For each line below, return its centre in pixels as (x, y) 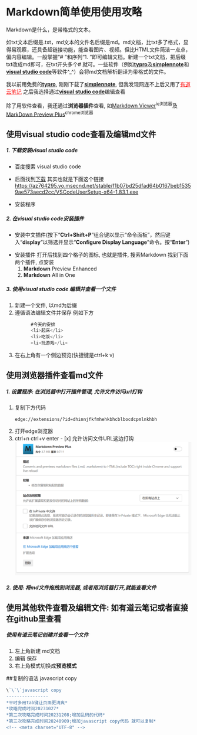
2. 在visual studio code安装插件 (45, 218)
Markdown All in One (49, 275)
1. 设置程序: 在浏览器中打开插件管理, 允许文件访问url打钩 (74, 392)
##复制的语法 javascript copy (42, 678)
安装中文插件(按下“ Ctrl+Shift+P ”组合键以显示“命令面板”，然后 (90, 234)
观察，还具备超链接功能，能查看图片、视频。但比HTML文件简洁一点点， (103, 49)
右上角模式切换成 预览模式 (46, 665)
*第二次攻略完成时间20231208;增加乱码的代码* (56, 715)
